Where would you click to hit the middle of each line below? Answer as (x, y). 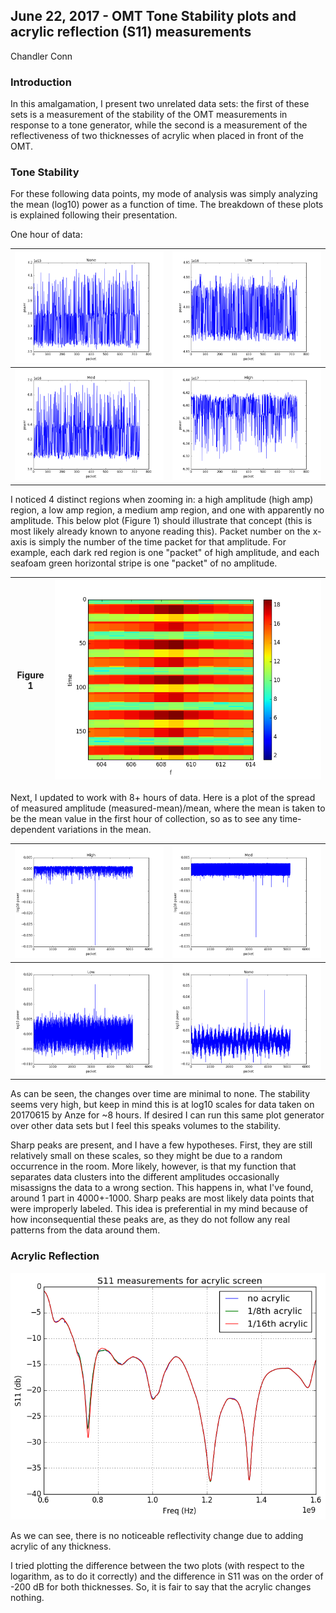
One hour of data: (46, 235)
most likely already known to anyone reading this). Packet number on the (160, 531)
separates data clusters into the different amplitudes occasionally (145, 1177)
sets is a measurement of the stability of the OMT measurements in (149, 115)
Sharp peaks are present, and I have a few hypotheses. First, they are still (161, 1145)
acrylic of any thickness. (61, 1546)
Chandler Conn (41, 56)
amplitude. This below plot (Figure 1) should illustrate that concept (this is (161, 520)
